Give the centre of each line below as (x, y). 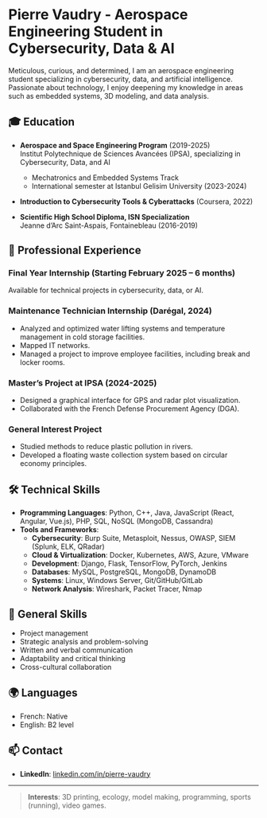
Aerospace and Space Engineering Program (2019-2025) (115, 145)
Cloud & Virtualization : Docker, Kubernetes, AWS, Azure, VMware (140, 555)
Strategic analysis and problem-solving (84, 641)
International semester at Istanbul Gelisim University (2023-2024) (139, 186)
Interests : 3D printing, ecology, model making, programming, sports (139, 796)
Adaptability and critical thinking (72, 658)
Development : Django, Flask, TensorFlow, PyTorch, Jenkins (130, 564)
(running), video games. (67, 805)
